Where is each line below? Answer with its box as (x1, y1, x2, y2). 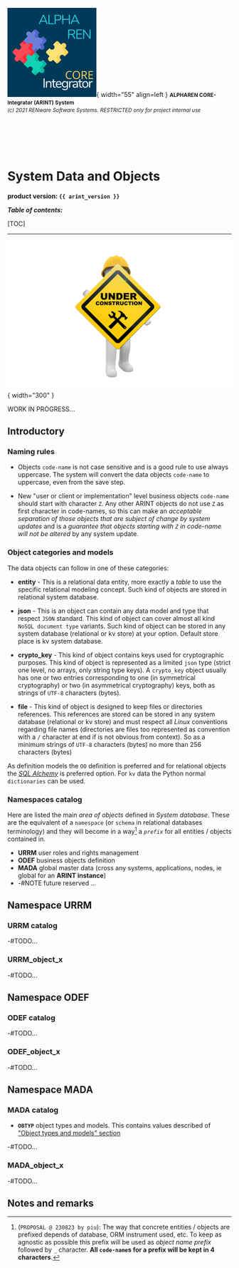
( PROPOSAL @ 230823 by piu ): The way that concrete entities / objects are (17, 1223, 230, 1232)
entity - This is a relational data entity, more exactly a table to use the (17, 577, 222, 586)
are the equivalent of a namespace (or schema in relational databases (7, 818, 203, 827)
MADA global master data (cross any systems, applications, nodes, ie (17, 863, 222, 872)
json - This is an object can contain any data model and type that (17, 607, 209, 615)
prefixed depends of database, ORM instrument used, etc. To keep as (17, 1230, 222, 1239)
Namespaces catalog (7, 794, 83, 804)
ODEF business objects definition (17, 856, 116, 865)
